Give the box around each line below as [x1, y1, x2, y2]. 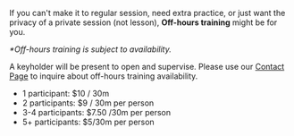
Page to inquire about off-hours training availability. [9, 71, 198, 81]
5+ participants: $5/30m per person [21, 116, 155, 127]
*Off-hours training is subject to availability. [9, 44, 172, 55]
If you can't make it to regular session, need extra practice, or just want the [9, 8, 286, 18]
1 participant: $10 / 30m [21, 89, 110, 98]
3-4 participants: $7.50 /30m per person [21, 107, 172, 117]
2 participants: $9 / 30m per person [21, 98, 155, 108]
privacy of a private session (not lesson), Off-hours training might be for [9, 17, 278, 28]
